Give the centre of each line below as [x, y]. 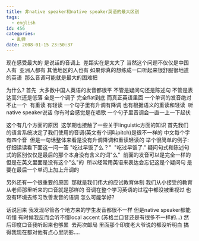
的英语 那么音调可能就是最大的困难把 [52, 77]
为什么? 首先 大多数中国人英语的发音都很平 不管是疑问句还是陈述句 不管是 [97, 90]
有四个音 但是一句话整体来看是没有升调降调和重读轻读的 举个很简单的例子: [97, 140]
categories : [21, 34]
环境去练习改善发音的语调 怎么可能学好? [65, 197]
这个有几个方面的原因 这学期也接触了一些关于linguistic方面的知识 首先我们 [97, 125]
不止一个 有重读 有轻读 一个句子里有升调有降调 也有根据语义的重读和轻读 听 [100, 105]
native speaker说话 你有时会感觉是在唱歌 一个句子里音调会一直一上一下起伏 [99, 112]
